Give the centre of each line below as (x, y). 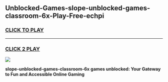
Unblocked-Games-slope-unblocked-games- (78, 8)
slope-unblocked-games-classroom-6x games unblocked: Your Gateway (83, 69)
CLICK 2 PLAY (22, 49)
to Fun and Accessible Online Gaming (45, 74)
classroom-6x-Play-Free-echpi (55, 16)
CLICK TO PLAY (24, 30)
